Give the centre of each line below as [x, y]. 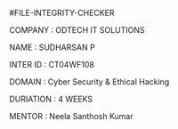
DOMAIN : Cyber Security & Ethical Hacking [89, 82]
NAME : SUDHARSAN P [52, 47]
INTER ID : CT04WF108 [52, 64]
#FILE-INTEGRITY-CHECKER [62, 13]
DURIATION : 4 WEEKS [51, 99]
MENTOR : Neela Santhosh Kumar [71, 116]
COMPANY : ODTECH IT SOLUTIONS [77, 30]
